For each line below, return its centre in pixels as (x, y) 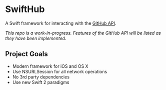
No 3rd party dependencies (41, 77)
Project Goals (27, 54)
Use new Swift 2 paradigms (41, 82)
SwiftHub (25, 9)
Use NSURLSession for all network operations (60, 71)
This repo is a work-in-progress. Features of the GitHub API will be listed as (83, 33)
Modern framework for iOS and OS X (50, 66)
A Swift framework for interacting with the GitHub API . (61, 23)
